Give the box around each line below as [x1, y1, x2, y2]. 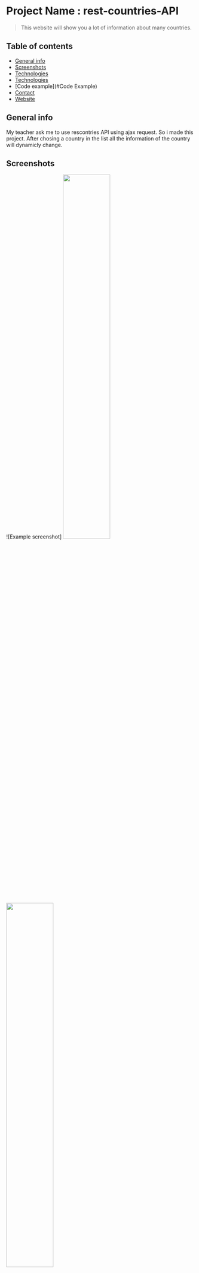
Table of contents [6, 41, 73, 51]
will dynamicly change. [6, 141, 63, 148]
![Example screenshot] [6, 533, 62, 540]
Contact [14, 88, 35, 96]
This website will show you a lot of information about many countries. [20, 24, 192, 31]
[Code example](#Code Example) [14, 82, 97, 90]
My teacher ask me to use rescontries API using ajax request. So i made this [6, 128, 194, 136]
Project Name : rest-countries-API [6, 4, 179, 18]
